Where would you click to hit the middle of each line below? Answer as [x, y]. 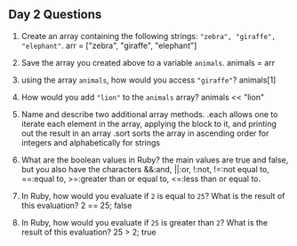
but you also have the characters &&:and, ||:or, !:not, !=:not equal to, [145, 169]
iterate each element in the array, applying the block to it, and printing [149, 123]
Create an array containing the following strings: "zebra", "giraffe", [148, 36]
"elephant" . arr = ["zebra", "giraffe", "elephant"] [109, 45]
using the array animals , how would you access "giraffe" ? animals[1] [148, 80]
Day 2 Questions [55, 15]
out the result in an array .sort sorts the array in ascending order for [145, 133]
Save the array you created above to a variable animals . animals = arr [148, 62]
